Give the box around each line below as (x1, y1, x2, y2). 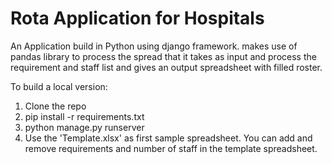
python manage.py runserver (24, 121, 145, 133)
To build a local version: (10, 80, 108, 92)
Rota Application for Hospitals (10, 7, 265, 30)
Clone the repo (24, 100, 87, 112)
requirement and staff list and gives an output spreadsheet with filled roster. (10, 61, 323, 73)
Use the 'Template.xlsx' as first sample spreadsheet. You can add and (24, 132, 313, 144)
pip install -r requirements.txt (24, 110, 145, 122)
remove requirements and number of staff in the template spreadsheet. (24, 142, 318, 154)
